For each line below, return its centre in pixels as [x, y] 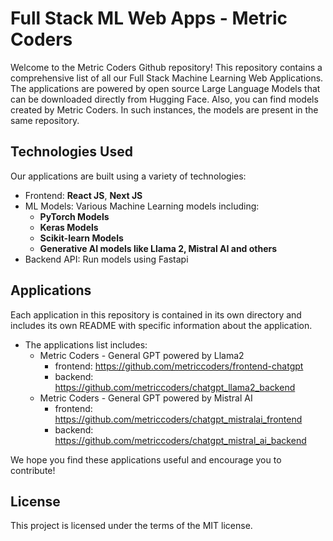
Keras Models [69, 227]
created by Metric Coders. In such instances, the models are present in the [164, 109]
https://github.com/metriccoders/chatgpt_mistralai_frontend [178, 419]
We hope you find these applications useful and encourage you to [146, 459]
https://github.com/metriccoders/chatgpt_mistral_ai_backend [180, 440]
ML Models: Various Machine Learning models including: [142, 206]
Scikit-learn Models [81, 238]
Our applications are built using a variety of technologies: [128, 176]
